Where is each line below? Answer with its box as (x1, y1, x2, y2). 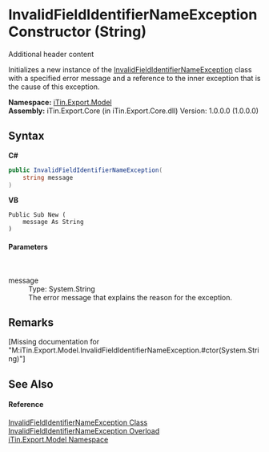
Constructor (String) (8, 22, 147, 41)
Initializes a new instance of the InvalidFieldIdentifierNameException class (8, 64, 252, 74)
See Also (8, 377, 54, 391)
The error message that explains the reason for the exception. (28, 292, 233, 302)
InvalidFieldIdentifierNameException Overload (8, 426, 160, 435)
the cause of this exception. (8, 82, 100, 92)
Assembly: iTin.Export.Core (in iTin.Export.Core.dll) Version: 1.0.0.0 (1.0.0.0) (8, 106, 259, 116)
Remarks (8, 316, 54, 329)
